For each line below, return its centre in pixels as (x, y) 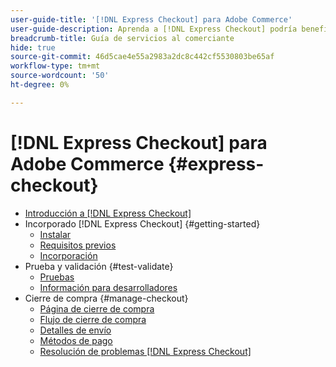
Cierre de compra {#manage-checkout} (106, 298)
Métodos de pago (76, 340)
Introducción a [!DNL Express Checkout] (108, 213)
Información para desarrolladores (108, 287)
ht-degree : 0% (40, 85)
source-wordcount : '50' (60, 76)
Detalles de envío (75, 330)
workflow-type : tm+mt (55, 66)
